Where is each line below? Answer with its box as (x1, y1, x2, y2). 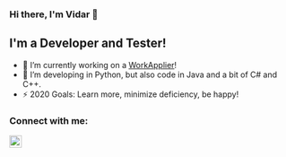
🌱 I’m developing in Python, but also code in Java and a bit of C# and (22, 69, 278, 80)
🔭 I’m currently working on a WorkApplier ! (22, 59, 178, 70)
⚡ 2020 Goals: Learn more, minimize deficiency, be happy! (22, 89, 239, 100)
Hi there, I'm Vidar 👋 (9, 8, 99, 21)
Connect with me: (9, 114, 89, 126)
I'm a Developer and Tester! (9, 36, 167, 51)
